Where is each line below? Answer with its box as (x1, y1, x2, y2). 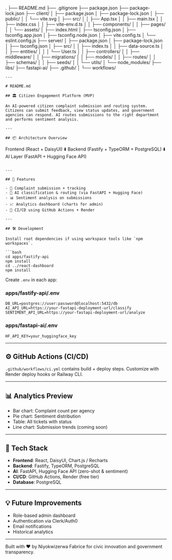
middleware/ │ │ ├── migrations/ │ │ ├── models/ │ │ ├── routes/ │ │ (5, 54, 156, 60)
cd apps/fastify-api (5, 254, 50, 259)
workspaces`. (5, 241, 33, 246)
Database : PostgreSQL (12, 479, 62, 485)
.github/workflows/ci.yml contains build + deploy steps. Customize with (5, 366, 159, 372)
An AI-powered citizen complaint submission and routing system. (5, 103, 147, 109)
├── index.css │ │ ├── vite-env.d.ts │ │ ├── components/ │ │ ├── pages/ (5, 21, 166, 27)
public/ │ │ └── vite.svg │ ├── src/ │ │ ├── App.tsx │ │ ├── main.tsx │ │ (5, 16, 163, 22)
